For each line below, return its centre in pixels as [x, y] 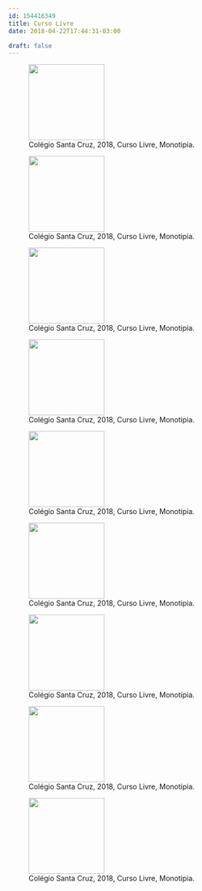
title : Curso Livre [41, 24]
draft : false [30, 45]
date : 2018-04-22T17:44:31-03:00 [65, 31]
